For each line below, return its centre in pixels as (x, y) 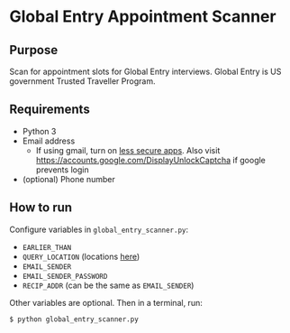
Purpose (34, 50)
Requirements (50, 110)
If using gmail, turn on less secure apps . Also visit (128, 150)
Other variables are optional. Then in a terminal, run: (106, 302)
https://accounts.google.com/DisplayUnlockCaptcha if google (150, 160)
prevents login (62, 170)
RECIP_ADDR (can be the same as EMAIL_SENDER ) (108, 285)
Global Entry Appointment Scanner (143, 17)
